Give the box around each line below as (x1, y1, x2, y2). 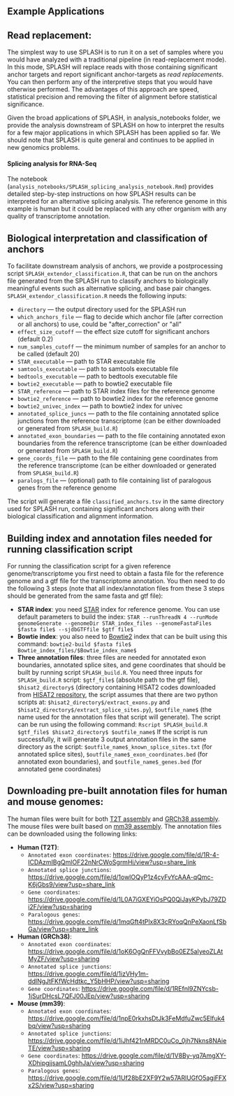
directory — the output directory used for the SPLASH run (17, 305, 187, 314)
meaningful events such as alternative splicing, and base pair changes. (7, 284, 212, 293)
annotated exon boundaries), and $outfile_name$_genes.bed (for (17, 757, 203, 766)
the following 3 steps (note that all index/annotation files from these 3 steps (7, 584, 225, 593)
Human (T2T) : (17, 843, 59, 851)
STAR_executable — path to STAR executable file (17, 357, 156, 366)
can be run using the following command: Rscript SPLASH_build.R (17, 720, 208, 729)
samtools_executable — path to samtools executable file (17, 365, 179, 373)
